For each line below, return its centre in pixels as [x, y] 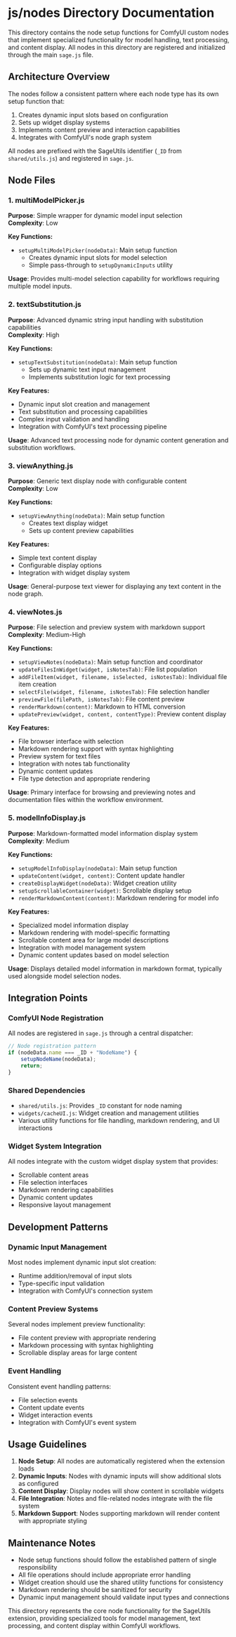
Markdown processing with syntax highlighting [86, 1346]
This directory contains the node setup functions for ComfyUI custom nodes [118, 32]
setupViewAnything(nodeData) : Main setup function [91, 516]
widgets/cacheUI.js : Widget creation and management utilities [109, 1113]
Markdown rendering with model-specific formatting [94, 933]
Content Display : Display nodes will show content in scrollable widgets [121, 1491]
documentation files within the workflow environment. [86, 800]
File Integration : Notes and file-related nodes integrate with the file [115, 1499]
